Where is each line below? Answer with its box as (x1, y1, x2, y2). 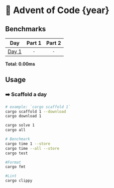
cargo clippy (5, 178, 33, 183)
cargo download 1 (5, 113, 42, 119)
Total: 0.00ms (5, 61, 35, 67)
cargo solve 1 (5, 123, 35, 128)
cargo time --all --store (5, 146, 59, 151)
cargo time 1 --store (5, 141, 51, 146)
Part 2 (46, 40, 61, 46)
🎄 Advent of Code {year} (5, 5, 109, 16)
